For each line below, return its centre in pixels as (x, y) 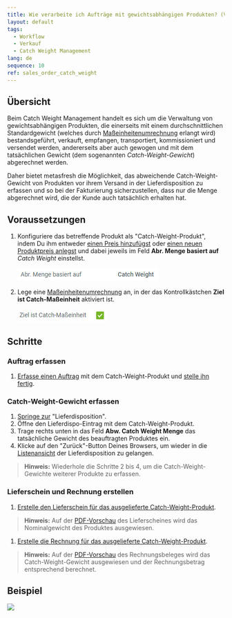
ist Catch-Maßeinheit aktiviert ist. (66, 299)
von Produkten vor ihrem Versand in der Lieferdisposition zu (118, 183)
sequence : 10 (26, 66)
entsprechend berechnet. (60, 569)
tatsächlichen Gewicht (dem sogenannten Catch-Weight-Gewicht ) (101, 155)
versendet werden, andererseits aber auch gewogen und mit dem (100, 148)
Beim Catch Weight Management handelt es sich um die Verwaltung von (110, 118)
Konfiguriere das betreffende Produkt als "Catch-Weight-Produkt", (111, 236)
